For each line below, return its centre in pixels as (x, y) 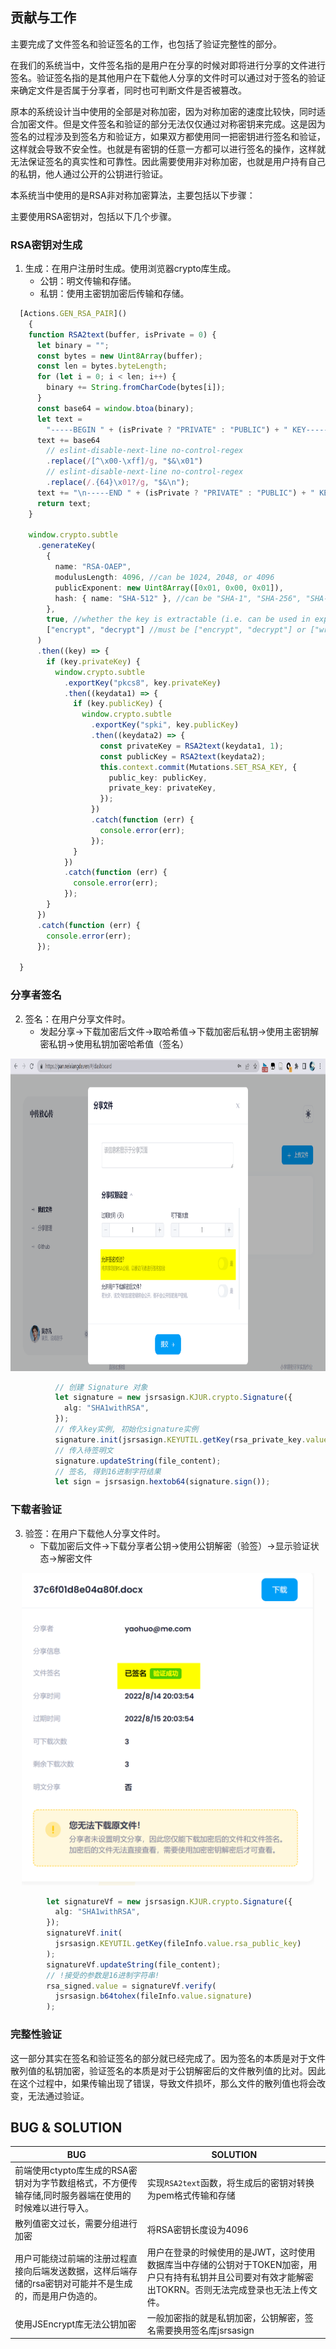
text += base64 (68, 440)
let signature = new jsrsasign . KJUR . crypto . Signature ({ (173, 1398)
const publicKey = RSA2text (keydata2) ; (183, 756)
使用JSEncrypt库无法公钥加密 (75, 2324)
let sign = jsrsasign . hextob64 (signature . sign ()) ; (162, 1482)
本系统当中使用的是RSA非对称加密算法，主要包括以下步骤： (133, 195)
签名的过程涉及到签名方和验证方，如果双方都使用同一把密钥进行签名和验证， (168, 136)
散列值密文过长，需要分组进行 (76, 2224)
